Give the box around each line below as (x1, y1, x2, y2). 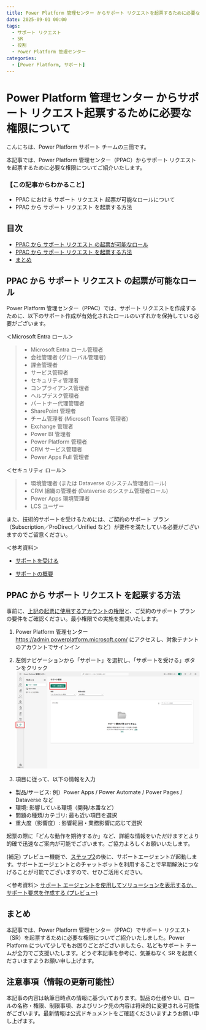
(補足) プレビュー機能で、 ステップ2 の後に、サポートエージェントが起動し (6, 853, 192, 860)
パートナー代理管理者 (30, 400, 85, 407)
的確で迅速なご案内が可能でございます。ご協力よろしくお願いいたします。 (6, 840, 194, 848)
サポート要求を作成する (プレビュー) (6, 889, 98, 897)
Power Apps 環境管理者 (30, 495, 90, 502)
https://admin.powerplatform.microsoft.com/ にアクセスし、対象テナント (15, 636, 199, 643)
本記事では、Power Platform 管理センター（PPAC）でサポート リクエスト (6, 926, 191, 934)
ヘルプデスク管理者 (30, 392, 80, 399)
